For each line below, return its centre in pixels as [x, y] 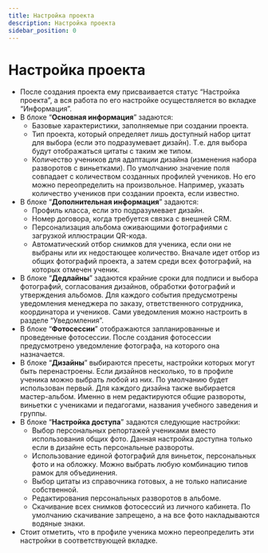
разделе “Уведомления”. [62, 320]
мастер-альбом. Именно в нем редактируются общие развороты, [133, 397]
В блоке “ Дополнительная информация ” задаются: [109, 202]
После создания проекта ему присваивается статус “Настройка [130, 92]
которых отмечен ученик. [76, 270]
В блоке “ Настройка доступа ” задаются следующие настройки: [130, 422]
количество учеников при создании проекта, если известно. [135, 194]
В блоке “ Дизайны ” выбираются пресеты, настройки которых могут [137, 363]
